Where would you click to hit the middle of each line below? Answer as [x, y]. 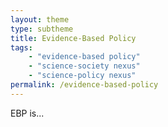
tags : [21, 47]
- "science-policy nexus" [82, 76]
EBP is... [27, 113]
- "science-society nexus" [84, 66]
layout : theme [40, 19]
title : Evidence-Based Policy [73, 38]
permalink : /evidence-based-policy [84, 85]
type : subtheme [42, 29]
